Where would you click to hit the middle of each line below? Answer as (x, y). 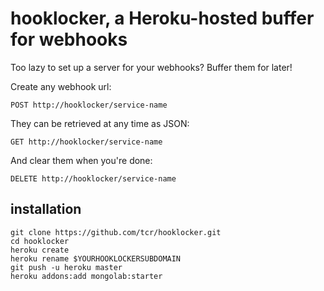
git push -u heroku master (66, 267)
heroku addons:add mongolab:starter (86, 276)
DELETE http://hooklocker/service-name (93, 178)
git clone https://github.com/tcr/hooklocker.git (116, 232)
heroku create (40, 250)
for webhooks (69, 39)
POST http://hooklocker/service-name (89, 105)
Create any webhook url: (61, 86)
